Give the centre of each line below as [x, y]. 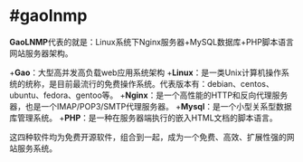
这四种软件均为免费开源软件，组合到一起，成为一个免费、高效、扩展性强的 [148, 137]
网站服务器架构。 [41, 53]
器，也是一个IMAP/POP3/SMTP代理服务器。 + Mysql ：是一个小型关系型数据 [151, 106]
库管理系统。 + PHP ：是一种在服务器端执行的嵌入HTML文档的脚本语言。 [143, 118]
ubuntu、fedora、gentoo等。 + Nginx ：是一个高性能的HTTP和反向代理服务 [149, 95]
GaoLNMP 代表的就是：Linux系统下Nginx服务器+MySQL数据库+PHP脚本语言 [151, 42]
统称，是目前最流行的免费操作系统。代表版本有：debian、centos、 [149, 83]
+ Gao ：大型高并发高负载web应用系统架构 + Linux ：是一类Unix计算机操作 [146, 72]
